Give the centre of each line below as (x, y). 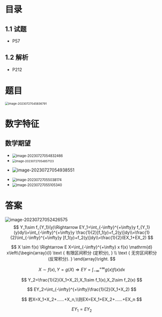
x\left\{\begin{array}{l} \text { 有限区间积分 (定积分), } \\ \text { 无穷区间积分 (82, 253)
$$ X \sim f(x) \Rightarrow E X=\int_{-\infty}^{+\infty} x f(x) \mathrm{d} (82, 247)
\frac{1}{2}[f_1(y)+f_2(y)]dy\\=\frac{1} (113, 232)
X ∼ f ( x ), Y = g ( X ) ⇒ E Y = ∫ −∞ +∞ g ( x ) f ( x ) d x (82, 270)
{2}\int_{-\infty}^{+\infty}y (36, 237)
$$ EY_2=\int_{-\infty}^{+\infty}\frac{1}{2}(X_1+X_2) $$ (82, 289)
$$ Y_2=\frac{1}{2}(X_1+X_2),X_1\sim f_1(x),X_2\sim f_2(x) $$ (82, 280)
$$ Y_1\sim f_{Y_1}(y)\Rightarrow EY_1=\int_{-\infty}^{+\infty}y (75, 227)
